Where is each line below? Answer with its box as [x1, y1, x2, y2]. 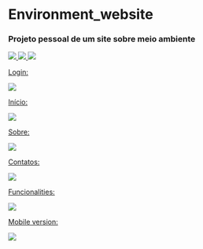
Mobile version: [8, 218, 59, 227]
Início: [8, 97, 28, 107]
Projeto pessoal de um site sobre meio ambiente [8, 34, 196, 45]
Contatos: [8, 157, 40, 167]
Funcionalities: [8, 187, 55, 197]
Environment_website [8, 5, 153, 24]
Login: [8, 68, 29, 77]
